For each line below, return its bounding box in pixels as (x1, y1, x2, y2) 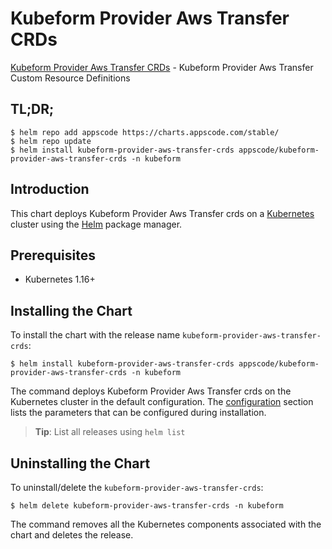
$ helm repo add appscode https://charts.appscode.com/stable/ (10, 127, 280, 137)
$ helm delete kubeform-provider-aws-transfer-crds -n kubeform (10, 501, 284, 511)
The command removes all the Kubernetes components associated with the (10, 518, 322, 530)
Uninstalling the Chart (10, 455, 151, 472)
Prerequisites (10, 247, 96, 264)
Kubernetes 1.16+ (24, 273, 96, 286)
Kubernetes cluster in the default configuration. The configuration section (10, 396, 314, 408)
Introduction (10, 181, 90, 198)
